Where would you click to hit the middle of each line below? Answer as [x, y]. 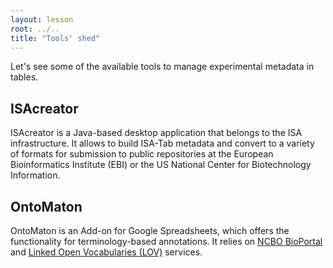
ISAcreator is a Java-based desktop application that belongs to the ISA [156, 133]
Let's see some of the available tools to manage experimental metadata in [162, 67]
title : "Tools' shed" [55, 38]
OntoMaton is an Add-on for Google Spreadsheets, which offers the [150, 230]
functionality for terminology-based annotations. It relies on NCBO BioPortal [166, 241]
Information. [35, 175]
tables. [24, 77]
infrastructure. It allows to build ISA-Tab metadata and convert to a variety [162, 143]
